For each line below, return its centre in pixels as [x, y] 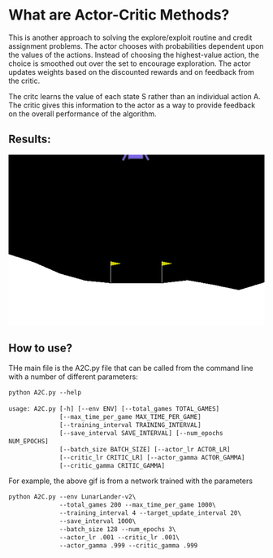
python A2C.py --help [45, 392]
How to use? [41, 349]
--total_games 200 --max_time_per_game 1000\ [138, 505]
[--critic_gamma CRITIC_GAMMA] [112, 465]
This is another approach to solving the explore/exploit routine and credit [130, 37]
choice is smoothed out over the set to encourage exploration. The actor [130, 63]
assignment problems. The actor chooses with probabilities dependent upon [136, 46]
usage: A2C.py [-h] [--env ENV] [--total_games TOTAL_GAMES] [114, 408]
